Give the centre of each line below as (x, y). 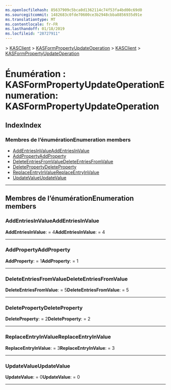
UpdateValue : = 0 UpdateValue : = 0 (43, 377)
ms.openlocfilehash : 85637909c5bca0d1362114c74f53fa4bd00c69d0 (74, 10)
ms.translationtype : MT (31, 19)
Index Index (23, 125)
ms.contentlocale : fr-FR (32, 24)
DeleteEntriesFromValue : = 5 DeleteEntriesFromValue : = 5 (67, 290)
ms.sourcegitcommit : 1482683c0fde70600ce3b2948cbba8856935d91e (74, 15)
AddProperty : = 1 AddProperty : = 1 (42, 261)
